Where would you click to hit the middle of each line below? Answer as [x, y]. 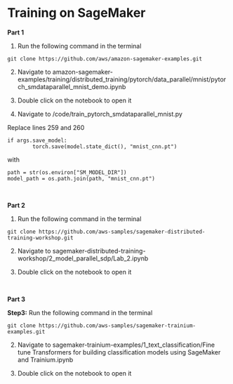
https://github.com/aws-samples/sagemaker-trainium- [117, 325]
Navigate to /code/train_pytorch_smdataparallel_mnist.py [100, 114]
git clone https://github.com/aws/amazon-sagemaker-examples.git [105, 59]
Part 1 [16, 32]
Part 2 [16, 205]
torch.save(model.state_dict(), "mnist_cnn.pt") [105, 146]
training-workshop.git [40, 238]
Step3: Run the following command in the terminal [80, 312]
